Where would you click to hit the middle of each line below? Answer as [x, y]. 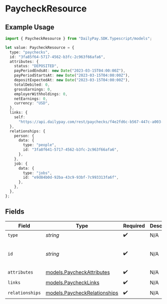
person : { [24, 136]
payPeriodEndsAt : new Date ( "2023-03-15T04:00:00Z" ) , [70, 71]
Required [134, 226]
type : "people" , [40, 145]
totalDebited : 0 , [32, 85]
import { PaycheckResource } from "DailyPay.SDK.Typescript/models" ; [79, 38]
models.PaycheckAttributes [78, 273]
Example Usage [30, 27]
